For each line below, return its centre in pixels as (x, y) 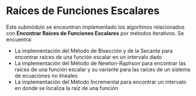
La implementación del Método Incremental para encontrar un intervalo (100, 82)
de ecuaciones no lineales (46, 76)
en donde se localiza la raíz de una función (66, 88)
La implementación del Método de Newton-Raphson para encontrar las (100, 63)
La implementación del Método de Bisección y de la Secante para (94, 50)
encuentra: (19, 39)
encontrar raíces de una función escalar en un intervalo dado (88, 57)
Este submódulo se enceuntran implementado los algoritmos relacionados (95, 27)
